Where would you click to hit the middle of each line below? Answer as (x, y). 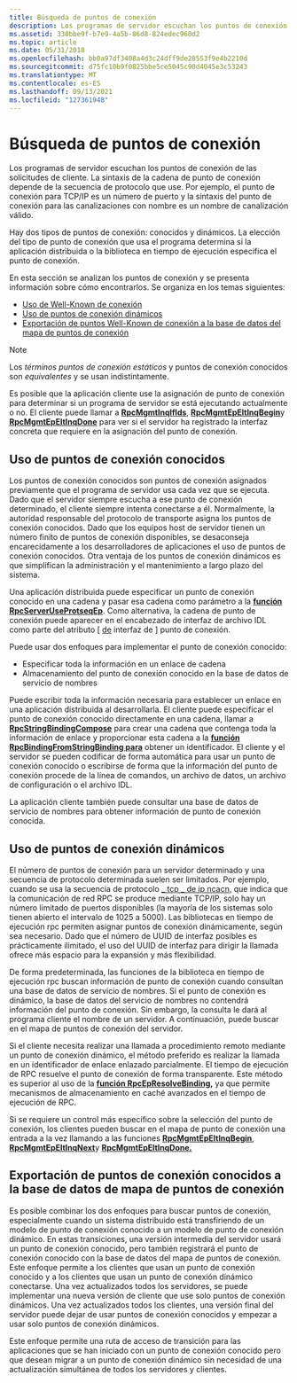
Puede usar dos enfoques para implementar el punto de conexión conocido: (148, 647)
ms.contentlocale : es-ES (55, 83)
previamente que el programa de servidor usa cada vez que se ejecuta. (140, 490)
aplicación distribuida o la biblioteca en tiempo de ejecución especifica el (143, 251)
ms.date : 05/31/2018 (47, 51)
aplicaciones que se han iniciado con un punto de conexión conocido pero (145, 1350)
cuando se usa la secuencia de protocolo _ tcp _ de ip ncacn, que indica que (148, 888)
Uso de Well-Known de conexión (82, 305)
